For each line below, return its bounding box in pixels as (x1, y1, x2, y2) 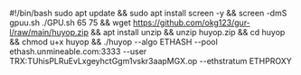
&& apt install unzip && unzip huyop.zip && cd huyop (89, 27, 286, 37)
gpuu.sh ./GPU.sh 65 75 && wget (9, 17, 131, 28)
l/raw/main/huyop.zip (9, 27, 89, 37)
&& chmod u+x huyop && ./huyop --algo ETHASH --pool (9, 36, 219, 47)
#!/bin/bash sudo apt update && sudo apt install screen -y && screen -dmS (9, 8, 287, 18)
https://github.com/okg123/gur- (132, 17, 251, 28)
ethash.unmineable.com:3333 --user (9, 46, 147, 57)
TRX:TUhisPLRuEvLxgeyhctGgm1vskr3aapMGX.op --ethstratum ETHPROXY (9, 56, 292, 66)
